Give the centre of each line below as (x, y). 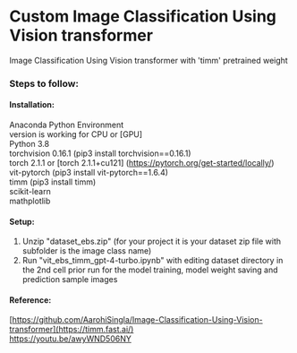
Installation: (32, 105)
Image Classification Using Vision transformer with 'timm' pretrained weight (148, 60)
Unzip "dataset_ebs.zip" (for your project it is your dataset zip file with (152, 241)
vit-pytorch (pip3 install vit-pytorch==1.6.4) (89, 173)
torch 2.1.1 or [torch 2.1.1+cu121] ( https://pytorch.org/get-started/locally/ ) (142, 163)
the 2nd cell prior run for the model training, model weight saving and (150, 270)
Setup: (22, 221)
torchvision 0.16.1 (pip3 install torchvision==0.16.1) (100, 153)
